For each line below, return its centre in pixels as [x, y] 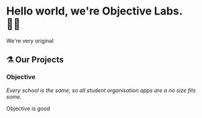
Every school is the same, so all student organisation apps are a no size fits [101, 90]
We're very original [30, 41]
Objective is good [28, 108]
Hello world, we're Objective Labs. [94, 11]
